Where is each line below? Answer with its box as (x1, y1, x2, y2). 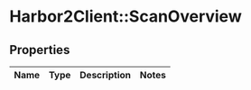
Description (79, 69, 131, 81)
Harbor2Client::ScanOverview (9, 6, 242, 27)
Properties (9, 42, 70, 58)
